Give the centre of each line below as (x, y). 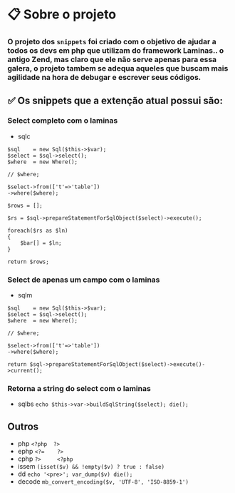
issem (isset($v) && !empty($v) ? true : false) (91, 467)
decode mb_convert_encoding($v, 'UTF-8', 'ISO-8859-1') (103, 482)
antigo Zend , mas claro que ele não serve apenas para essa (112, 60)
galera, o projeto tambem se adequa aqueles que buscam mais (118, 68)
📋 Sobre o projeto (62, 15)
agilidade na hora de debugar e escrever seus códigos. (104, 78)
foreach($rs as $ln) (38, 230)
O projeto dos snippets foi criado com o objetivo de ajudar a (112, 42)
